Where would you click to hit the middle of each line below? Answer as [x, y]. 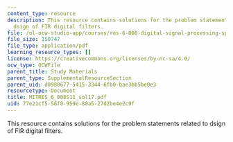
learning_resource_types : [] [49, 53]
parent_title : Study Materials [52, 71]
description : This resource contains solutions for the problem [102, 20]
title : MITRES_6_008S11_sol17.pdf [57, 98]
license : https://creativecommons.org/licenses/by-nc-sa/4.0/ [99, 59]
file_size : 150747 [34, 39]
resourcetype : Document [42, 91]
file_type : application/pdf [48, 46]
